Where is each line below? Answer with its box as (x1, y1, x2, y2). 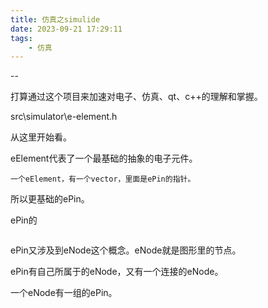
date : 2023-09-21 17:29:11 (10, 24, 123, 34)
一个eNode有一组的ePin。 (10, 287, 118, 299)
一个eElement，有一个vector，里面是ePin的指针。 (10, 174, 196, 185)
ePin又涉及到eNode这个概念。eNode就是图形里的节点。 (10, 244, 242, 256)
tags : (10, 33, 33, 43)
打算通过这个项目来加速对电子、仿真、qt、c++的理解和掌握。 (10, 91, 263, 103)
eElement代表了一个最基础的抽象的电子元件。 (10, 152, 198, 165)
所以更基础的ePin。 (10, 193, 90, 205)
